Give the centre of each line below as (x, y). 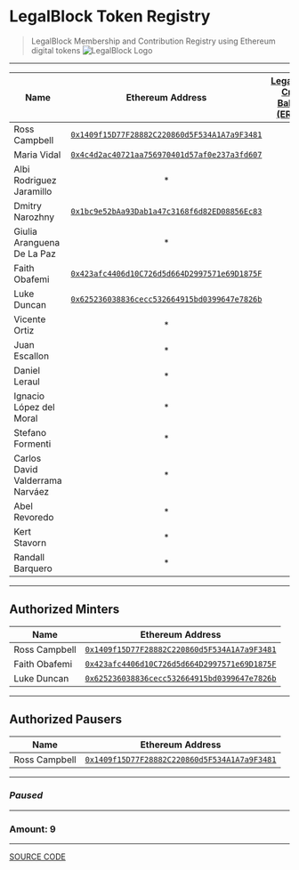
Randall (29, 557)
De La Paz (35, 254)
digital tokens (56, 50)
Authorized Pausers (66, 719)
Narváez (32, 491)
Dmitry (28, 205)
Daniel (27, 370)
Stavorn (30, 543)
